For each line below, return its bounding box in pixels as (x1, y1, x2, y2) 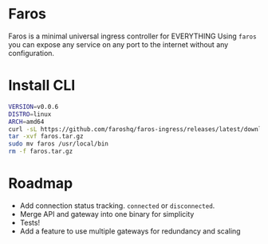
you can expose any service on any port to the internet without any (8, 39, 229, 49)
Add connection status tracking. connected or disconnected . (19, 201, 215, 210)
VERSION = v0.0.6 (8, 102, 59, 110)
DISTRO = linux (8, 110, 52, 118)
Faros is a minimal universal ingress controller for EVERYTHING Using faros (8, 31, 257, 41)
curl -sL (8, 125, 37, 133)
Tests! (19, 218, 41, 227)
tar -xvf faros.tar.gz (8, 133, 84, 141)
